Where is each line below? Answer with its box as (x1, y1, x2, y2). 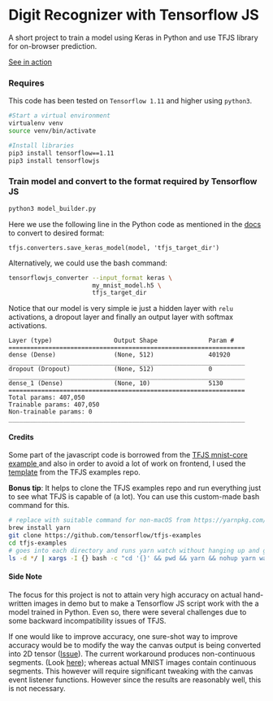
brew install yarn (8, 524, 71, 532)
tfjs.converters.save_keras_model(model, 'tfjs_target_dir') (8, 243, 220, 252)
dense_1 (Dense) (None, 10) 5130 (8, 379, 223, 388)
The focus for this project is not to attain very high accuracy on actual (8, 589, 242, 599)
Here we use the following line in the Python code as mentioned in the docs (8, 219, 262, 229)
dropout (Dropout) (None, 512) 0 (8, 365, 213, 374)
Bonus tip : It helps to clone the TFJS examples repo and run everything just (8, 483, 262, 493)
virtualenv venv (8, 120, 63, 128)
